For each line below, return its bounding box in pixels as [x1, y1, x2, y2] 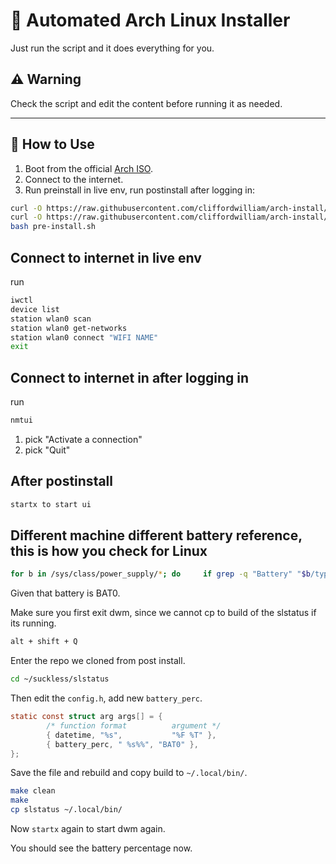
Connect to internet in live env [10, 249, 202, 266]
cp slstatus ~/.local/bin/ [10, 805, 123, 815]
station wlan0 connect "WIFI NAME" [10, 332, 159, 343]
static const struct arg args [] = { [10, 712, 163, 722]
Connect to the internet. [24, 173, 124, 185]
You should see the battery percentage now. [10, 842, 193, 854]
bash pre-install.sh [10, 222, 97, 232]
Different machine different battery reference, [10, 527, 303, 544]
